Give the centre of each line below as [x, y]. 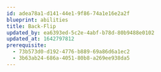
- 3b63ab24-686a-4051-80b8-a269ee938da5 [71, 58]
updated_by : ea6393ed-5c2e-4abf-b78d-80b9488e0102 [80, 33]
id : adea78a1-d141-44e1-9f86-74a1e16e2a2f [68, 13]
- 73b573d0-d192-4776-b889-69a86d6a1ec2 [71, 52]
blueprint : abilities [37, 20]
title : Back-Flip [31, 26]
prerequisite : [27, 45]
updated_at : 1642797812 [41, 39]
